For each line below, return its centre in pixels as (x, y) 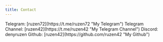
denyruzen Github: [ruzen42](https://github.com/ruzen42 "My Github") (78, 34)
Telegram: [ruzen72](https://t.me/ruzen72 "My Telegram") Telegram (75, 24)
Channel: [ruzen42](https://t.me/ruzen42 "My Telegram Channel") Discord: (82, 29)
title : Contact (21, 10)
